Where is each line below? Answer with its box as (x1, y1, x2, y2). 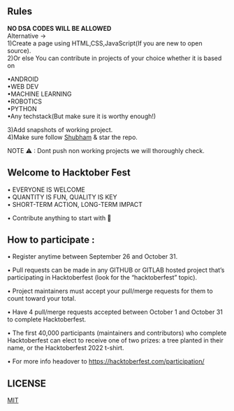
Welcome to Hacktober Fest (7, 167, 131, 179)
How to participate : (7, 234, 96, 246)
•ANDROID (7, 75, 39, 83)
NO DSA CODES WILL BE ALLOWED (7, 24, 112, 32)
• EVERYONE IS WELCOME (7, 185, 86, 194)
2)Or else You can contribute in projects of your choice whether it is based (7, 54, 222, 62)
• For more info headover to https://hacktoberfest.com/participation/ (7, 357, 205, 366)
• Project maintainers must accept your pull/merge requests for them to (7, 287, 213, 296)
